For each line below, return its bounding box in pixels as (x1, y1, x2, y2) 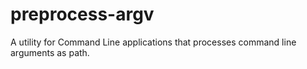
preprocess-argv (10, 3, 155, 26)
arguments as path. (10, 46, 90, 58)
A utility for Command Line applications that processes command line (10, 36, 297, 48)
